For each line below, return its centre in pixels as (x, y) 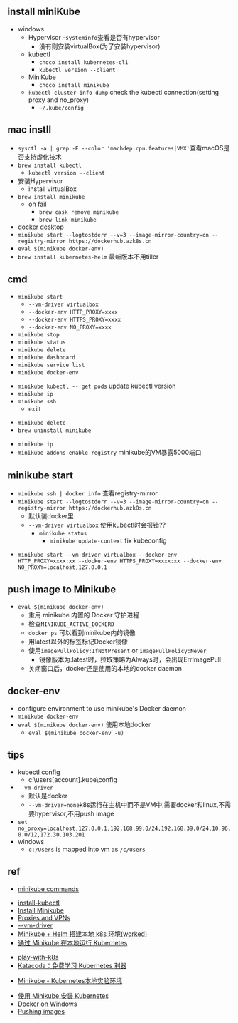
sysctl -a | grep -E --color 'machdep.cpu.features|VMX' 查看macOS (120, 148)
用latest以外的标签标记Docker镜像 (78, 642)
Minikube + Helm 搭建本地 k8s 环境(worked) (82, 934)
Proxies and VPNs (44, 917)
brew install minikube (51, 197)
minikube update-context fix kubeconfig (108, 540)
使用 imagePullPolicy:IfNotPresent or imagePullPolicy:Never (117, 651)
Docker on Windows (47, 1004)
